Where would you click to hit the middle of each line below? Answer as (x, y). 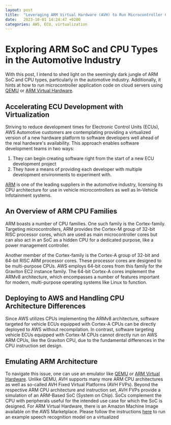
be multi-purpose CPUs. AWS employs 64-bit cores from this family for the (84, 266)
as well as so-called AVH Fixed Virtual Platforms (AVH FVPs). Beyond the (82, 385)
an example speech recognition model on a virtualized (62, 417)
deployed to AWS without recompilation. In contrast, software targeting (80, 329)
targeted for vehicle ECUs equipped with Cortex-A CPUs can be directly (81, 324)
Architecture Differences (46, 306)
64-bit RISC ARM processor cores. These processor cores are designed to (83, 260)
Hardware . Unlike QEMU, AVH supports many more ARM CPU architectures (84, 379)
